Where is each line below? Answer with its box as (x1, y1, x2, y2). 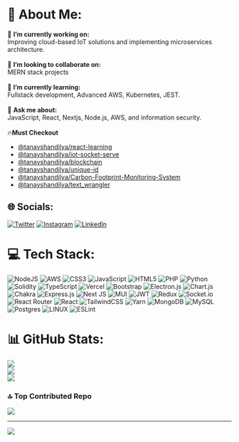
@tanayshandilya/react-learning (17, 142, 112, 151)
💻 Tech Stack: (7, 246, 95, 262)
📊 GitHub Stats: (7, 331, 105, 347)
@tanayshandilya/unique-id (17, 165, 99, 174)
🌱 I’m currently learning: (7, 83, 81, 91)
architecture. (7, 45, 45, 53)
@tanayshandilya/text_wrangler (17, 180, 110, 189)
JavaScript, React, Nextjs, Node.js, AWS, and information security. (7, 113, 202, 122)
